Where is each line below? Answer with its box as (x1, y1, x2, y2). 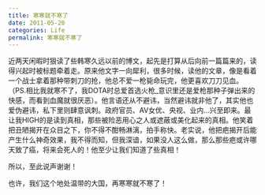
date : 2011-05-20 (8, 19, 65, 27)
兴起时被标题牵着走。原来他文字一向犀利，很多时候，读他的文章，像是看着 (14, 66, 257, 76)
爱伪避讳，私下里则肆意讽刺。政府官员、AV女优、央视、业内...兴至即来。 (8, 106, 244, 115)
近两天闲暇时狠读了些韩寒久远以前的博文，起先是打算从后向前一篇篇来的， (8, 56, 250, 66)
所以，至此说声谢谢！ (8, 162, 77, 171)
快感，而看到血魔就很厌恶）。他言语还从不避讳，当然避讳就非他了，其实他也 (8, 96, 254, 105)
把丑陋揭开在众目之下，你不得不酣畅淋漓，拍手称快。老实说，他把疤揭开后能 (8, 126, 257, 135)
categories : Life (8, 26, 65, 34)
